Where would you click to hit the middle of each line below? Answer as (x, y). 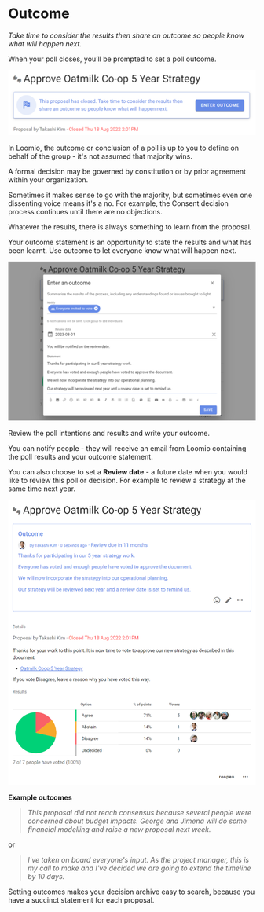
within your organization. (48, 179)
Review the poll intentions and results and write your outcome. (109, 433)
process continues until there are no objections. (85, 211)
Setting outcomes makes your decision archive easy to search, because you (132, 892)
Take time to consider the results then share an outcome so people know (126, 35)
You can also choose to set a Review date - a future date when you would (128, 471)
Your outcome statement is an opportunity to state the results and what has (130, 242)
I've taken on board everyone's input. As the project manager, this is (138, 859)
